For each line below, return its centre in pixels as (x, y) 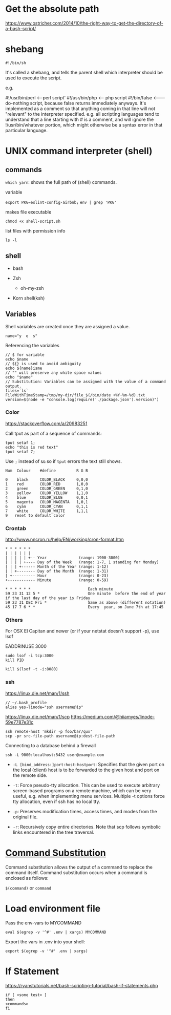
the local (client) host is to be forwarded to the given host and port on (86, 770)
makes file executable (28, 212)
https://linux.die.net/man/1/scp (38, 716)
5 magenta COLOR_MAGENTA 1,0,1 (47, 502)
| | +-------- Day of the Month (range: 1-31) (57, 572)
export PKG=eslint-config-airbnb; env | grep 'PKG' (61, 202)
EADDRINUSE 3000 (26, 646)
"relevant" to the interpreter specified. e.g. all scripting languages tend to (82, 114)
